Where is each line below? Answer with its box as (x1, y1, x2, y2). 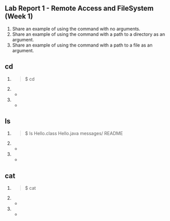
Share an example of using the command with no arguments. (12, 26, 141, 32)
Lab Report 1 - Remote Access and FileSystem (5, 4, 154, 13)
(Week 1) (5, 12, 33, 21)
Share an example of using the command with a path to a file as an (12, 42, 153, 48)
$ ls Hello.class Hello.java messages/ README (25, 130, 123, 137)
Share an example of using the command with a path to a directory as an (12, 31, 165, 37)
